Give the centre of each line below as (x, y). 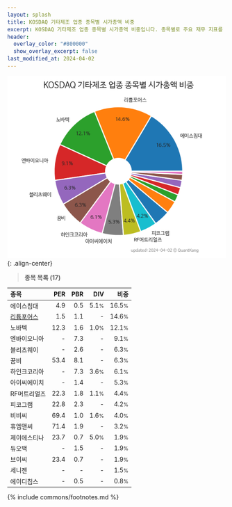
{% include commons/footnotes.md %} (63, 497)
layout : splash (29, 15)
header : (18, 37)
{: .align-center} (30, 263)
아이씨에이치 (27, 383)
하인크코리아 (27, 371)
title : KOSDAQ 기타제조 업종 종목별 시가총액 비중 (71, 22)
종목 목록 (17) (42, 277)
